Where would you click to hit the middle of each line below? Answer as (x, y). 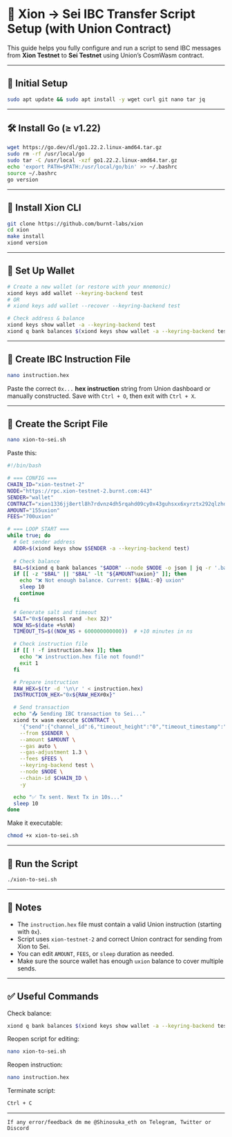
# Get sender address (45, 542)
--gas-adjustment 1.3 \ (54, 752)
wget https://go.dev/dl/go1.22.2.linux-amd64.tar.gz (85, 148)
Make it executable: (35, 823)
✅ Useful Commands (53, 996)
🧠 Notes (25, 908)
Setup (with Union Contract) (89, 29)
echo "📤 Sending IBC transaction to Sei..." (80, 714)
